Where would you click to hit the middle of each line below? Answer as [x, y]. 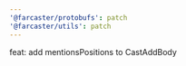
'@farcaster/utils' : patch [60, 26]
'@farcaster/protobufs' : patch [69, 18]
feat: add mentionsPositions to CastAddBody [93, 52]
